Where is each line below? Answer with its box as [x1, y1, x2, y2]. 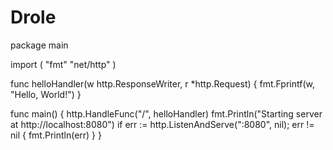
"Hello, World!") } [10, 88, 82, 100]
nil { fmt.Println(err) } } [10, 129, 102, 141]
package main [10, 39, 69, 51]
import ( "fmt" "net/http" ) [10, 58, 117, 70]
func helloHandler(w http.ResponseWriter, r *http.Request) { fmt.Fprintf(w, [10, 77, 315, 90]
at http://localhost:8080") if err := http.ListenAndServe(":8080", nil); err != [10, 118, 315, 130]
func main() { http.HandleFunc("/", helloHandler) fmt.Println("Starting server [10, 107, 323, 120]
